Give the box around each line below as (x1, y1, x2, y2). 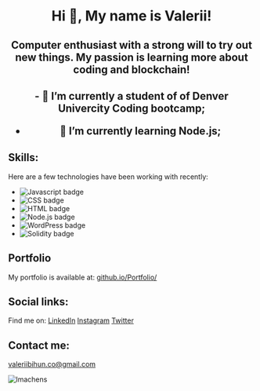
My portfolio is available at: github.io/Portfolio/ (8, 272, 157, 282)
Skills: (8, 151, 39, 164)
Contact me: (8, 338, 70, 352)
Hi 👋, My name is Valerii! (51, 7, 212, 25)
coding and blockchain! (73, 63, 190, 76)
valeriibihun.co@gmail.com (8, 360, 96, 369)
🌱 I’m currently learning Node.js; (60, 124, 222, 137)
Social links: (8, 294, 69, 309)
